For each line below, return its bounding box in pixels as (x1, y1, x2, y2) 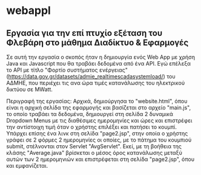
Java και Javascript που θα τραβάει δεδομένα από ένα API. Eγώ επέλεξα (6, 60, 191, 67)
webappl (6, 4, 51, 18)
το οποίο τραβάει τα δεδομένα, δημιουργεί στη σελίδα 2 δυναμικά (6, 111, 174, 117)
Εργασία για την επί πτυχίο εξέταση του (6, 28, 162, 38)
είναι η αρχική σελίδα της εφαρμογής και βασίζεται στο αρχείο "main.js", (6, 104, 191, 111)
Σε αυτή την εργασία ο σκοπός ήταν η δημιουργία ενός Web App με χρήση (6, 53, 196, 61)
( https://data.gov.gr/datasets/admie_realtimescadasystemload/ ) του (6, 73, 176, 80)
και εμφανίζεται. (6, 162, 48, 169)
